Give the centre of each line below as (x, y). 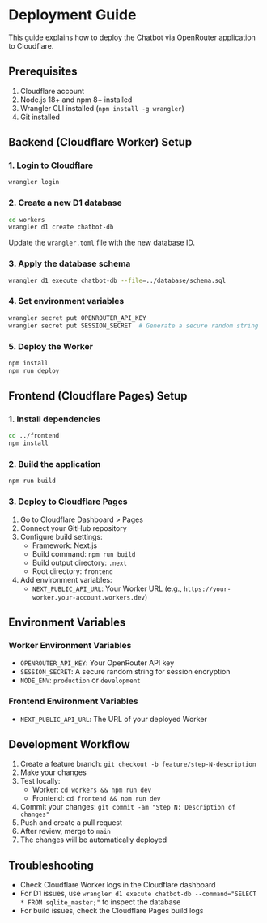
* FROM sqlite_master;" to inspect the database (100, 902)
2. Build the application (55, 464)
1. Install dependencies (55, 419)
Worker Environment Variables (70, 645)
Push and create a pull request (71, 823)
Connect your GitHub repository (73, 528)
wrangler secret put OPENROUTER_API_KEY (78, 318)
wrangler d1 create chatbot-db (61, 227)
